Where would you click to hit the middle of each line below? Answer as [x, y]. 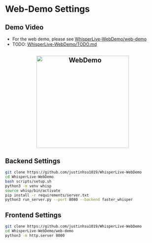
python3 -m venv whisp [28, 186]
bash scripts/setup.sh [28, 181]
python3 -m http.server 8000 [35, 235]
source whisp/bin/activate [33, 190]
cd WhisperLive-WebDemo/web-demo [39, 231]
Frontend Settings [33, 215]
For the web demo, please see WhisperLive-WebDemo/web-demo [79, 39]
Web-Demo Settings [47, 9]
